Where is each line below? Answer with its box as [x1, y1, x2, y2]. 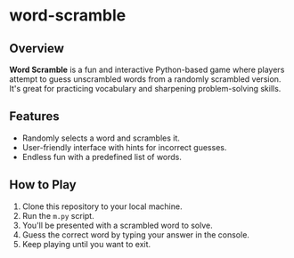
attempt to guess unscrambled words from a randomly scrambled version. [9, 74, 282, 85]
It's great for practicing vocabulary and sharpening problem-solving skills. [9, 84, 282, 93]
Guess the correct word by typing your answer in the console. [21, 229, 249, 240]
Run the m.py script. [21, 210, 95, 221]
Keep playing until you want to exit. [21, 238, 151, 249]
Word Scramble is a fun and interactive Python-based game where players [9, 64, 285, 75]
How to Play [9, 177, 78, 192]
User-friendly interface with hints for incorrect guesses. [21, 141, 227, 152]
